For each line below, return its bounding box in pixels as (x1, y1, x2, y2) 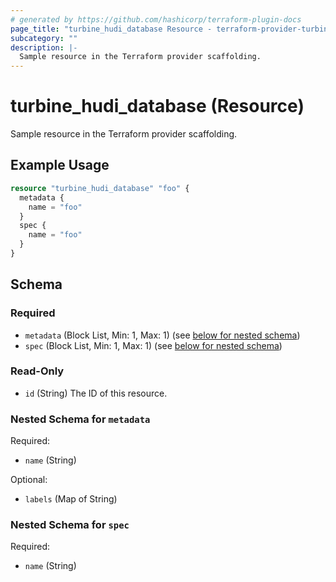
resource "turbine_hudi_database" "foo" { (10, 183, 190, 193)
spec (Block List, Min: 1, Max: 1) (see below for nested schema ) (24, 339, 283, 351)
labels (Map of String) (24, 493, 118, 505)
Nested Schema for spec (10, 518, 130, 532)
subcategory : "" (10, 33, 78, 43)
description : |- (10, 42, 78, 53)
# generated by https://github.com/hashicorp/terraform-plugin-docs (10, 14, 302, 25)
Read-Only (10, 364, 65, 378)
